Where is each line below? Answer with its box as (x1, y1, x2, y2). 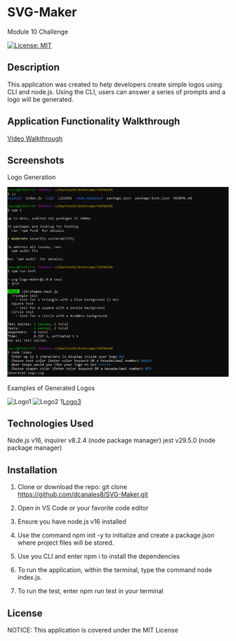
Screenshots (7, 154, 65, 166)
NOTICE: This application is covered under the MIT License (7, 626, 179, 635)
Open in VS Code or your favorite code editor (17, 504, 149, 512)
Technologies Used (7, 417, 93, 429)
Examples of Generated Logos (7, 384, 96, 392)
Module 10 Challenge (7, 27, 69, 36)
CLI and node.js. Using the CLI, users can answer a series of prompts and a (7, 87, 226, 96)
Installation (7, 464, 58, 476)
